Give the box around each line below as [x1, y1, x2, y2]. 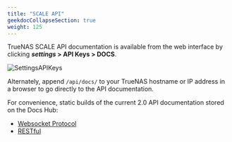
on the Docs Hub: [7, 106, 59, 115]
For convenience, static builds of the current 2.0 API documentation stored [7, 98, 224, 107]
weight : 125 [7, 23, 42, 30]
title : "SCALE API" [7, 10, 65, 18]
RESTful [17, 127, 42, 136]
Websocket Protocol [17, 120, 77, 128]
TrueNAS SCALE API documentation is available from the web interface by [7, 43, 224, 51]
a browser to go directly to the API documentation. [7, 85, 154, 93]
